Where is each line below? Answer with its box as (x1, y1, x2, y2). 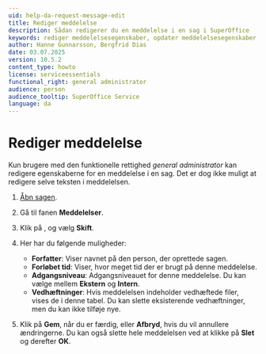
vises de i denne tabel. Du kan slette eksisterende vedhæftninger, (31, 296, 245, 306)
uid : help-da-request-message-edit (8, 11, 126, 20)
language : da (8, 100, 51, 108)
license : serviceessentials (8, 70, 101, 78)
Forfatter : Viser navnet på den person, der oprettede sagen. (31, 254, 228, 264)
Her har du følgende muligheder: (19, 238, 127, 248)
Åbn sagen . (19, 192, 58, 202)
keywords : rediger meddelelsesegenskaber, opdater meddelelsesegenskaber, (8, 33, 260, 42)
